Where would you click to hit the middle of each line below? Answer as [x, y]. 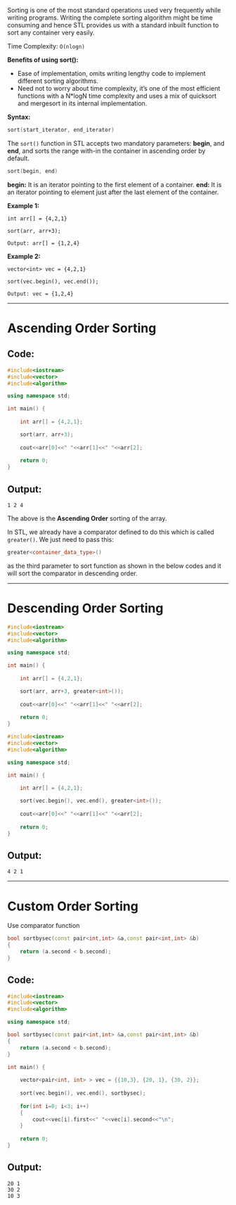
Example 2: [24, 256]
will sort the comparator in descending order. [73, 573]
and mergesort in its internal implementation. [82, 103]
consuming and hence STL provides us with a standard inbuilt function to [113, 25]
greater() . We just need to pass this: [61, 539]
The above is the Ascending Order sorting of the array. [87, 518]
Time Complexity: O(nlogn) [46, 46]
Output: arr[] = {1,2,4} [44, 243]
